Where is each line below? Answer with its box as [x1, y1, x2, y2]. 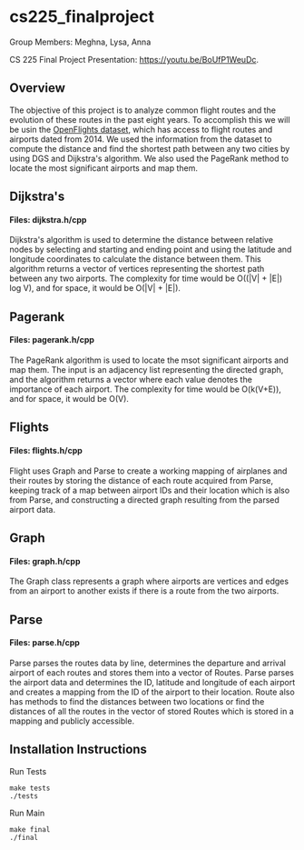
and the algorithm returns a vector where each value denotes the [9, 374, 252, 385]
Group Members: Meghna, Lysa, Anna [9, 36, 152, 47]
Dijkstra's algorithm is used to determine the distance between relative [9, 235, 274, 245]
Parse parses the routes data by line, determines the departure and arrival [9, 657, 286, 668]
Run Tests [9, 765, 47, 776]
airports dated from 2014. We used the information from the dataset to [9, 134, 272, 145]
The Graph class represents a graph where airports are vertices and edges [9, 575, 289, 587]
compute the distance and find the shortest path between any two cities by [9, 143, 290, 154]
